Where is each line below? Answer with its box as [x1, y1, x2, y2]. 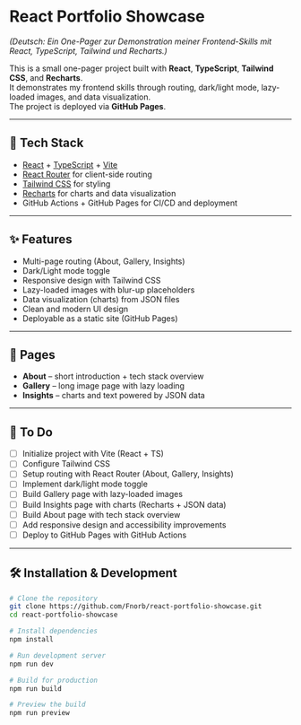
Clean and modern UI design [21, 303, 129, 314]
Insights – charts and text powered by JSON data [21, 390, 206, 401]
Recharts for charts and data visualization [21, 188, 176, 198]
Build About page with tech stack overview [21, 509, 181, 520]
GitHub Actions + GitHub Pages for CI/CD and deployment [21, 197, 237, 208]
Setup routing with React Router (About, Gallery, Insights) [21, 468, 235, 479]
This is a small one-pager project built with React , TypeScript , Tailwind [9, 63, 274, 74]
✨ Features [9, 231, 73, 248]
